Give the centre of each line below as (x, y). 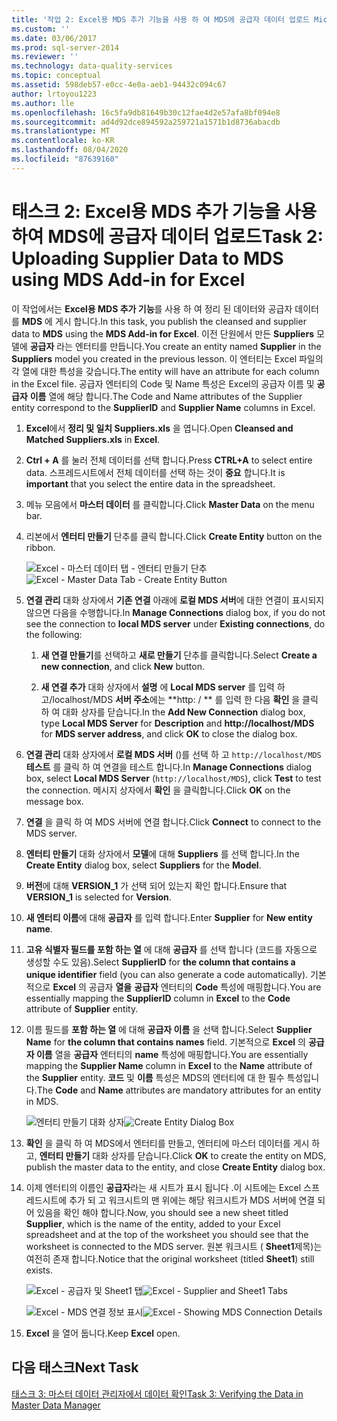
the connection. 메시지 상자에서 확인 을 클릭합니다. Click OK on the (158, 790)
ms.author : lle (43, 103)
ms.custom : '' (41, 29)
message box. (54, 801)
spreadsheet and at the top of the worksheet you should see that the (167, 1234)
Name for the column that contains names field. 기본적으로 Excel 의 (165, 1042)
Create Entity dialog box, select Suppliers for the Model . (143, 865)
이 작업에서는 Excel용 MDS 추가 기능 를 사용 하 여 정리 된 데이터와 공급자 (152, 308)
